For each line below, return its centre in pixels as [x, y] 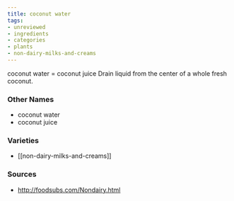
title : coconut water [39, 14]
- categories [27, 40]
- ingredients [28, 34]
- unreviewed [27, 27]
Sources [22, 174]
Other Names [31, 99]
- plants [20, 47]
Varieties [23, 141]
